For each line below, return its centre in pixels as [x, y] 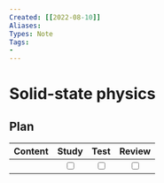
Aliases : [25, 26]
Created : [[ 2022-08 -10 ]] [55, 17]
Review [135, 151]
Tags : [19, 42]
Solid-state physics [82, 94]
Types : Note [31, 34]
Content [31, 151]
